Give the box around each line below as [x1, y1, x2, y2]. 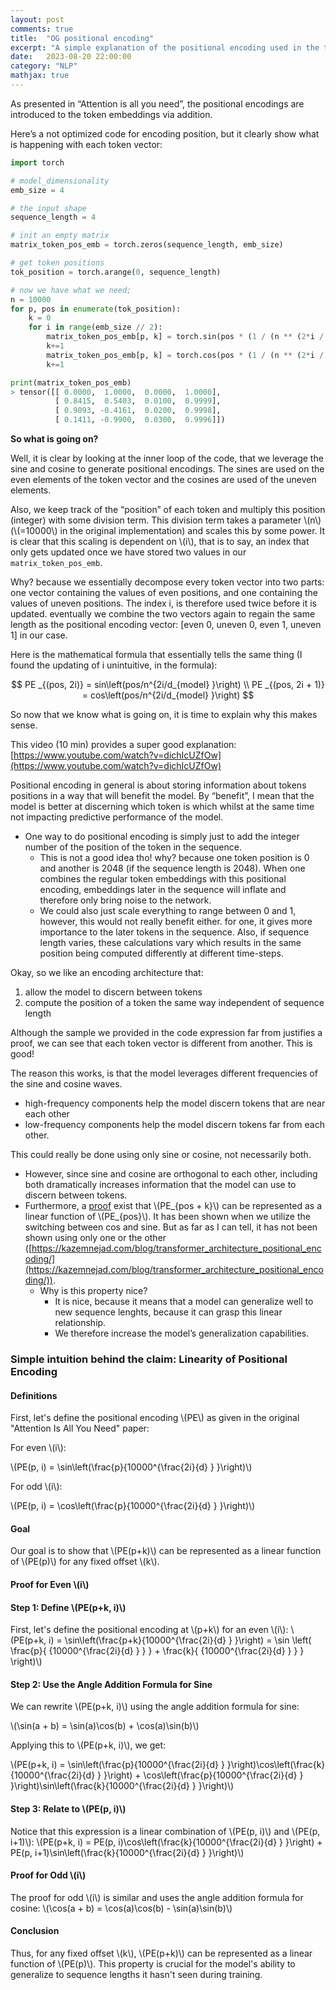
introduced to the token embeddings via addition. [10, 108, 213, 120]
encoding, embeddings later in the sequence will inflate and [39, 884, 287, 895]
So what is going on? [10, 433, 99, 445]
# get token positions [10, 258, 105, 268]
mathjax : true [10, 71, 70, 81]
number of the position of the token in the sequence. [24, 841, 242, 853]
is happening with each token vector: [10, 138, 163, 150]
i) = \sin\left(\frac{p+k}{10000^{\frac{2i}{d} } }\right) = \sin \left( [48, 1634, 312, 1646]
